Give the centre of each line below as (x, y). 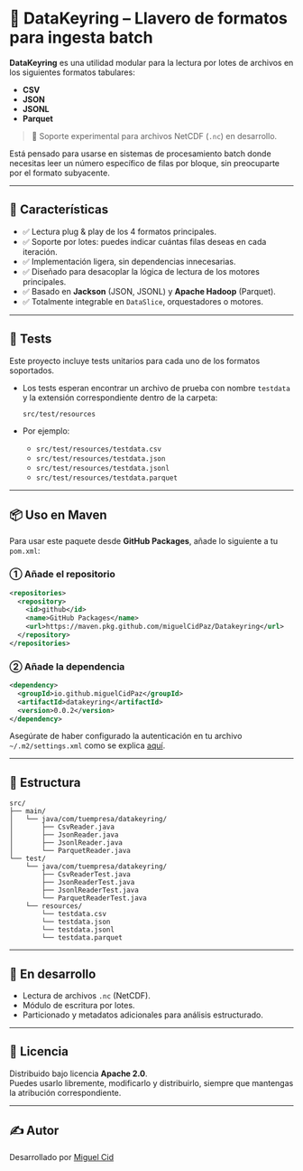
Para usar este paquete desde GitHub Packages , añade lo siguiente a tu (143, 541)
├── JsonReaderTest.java (88, 883)
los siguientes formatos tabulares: (72, 72)
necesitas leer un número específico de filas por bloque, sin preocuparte (144, 163)
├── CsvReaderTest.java (86, 875)
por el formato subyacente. (60, 173)
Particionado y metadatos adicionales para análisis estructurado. (143, 1015)
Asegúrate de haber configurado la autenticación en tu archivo (126, 736)
